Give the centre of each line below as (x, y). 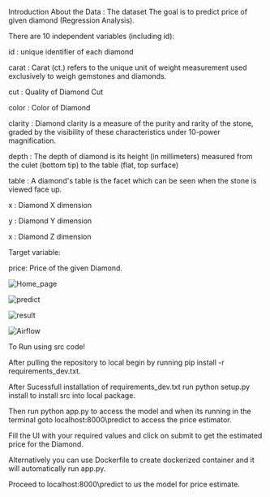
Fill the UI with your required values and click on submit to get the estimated (135, 435)
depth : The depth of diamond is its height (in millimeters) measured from (131, 156)
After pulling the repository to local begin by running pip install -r (116, 362)
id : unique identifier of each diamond (71, 52)
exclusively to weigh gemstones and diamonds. (88, 76)
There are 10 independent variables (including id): (92, 36)
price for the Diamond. (46, 444)
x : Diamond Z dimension (50, 236)
